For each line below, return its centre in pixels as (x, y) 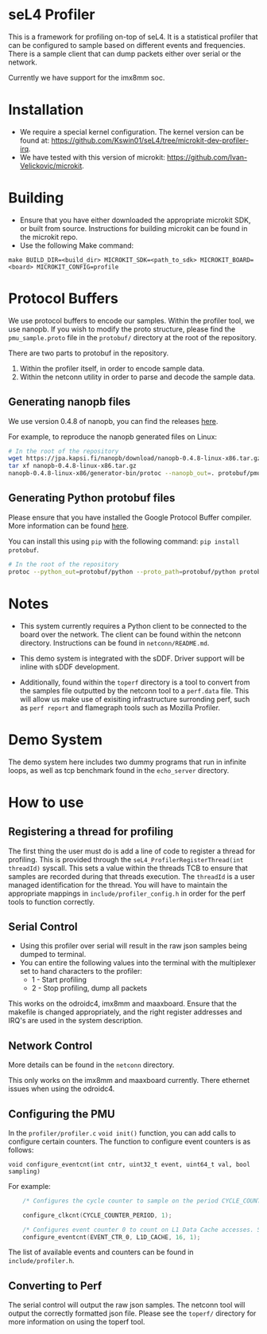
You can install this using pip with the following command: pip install (124, 541)
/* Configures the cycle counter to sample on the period (120, 1201)
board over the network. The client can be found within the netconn (130, 634)
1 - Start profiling (59, 980)
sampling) (25, 1171)
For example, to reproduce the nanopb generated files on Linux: (112, 437)
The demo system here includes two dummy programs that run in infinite (127, 762)
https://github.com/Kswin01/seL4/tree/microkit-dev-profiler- (150, 140)
